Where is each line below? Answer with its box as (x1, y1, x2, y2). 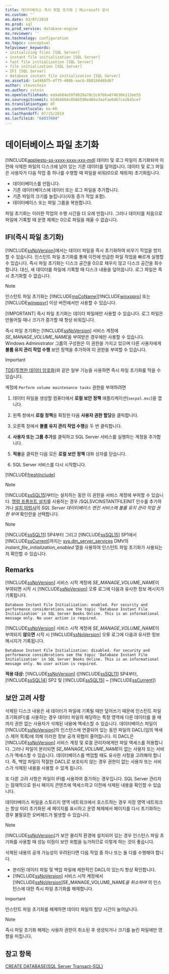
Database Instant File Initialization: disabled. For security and (5, 648, 150, 653)
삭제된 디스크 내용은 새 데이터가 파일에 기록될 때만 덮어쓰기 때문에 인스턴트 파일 (5, 708, 161, 714)
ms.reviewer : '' (5, 31, 39, 36)
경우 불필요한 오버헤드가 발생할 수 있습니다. (5, 812, 90, 818)
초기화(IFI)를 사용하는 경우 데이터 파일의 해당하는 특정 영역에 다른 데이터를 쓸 (5, 714, 156, 720)
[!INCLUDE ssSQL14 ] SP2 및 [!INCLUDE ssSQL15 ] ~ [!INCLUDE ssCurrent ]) (5, 677, 156, 683)
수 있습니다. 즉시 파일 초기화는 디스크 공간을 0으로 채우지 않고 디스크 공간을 (5, 260, 153, 266)
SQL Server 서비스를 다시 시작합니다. (12, 461, 87, 467)
